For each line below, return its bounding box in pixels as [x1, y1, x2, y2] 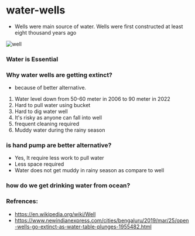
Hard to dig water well [14, 108, 69, 115]
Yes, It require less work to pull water [14, 155, 104, 162]
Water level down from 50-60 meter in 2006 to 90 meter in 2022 [14, 95, 171, 102]
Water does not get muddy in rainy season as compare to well [14, 167, 165, 174]
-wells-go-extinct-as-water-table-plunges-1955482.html [14, 223, 152, 230]
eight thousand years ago [14, 29, 77, 36]
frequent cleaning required [14, 121, 80, 128]
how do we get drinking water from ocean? [6, 182, 131, 190]
